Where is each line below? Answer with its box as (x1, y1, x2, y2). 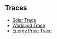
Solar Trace (12, 17, 36, 23)
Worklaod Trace (12, 22, 46, 28)
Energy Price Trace (12, 27, 52, 34)
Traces (5, 4, 27, 12)
